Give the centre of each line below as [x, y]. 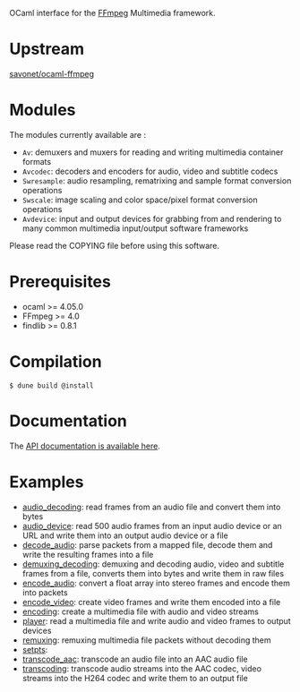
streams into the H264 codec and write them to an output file [135, 678]
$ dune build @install [51, 385]
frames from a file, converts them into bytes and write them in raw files [153, 573]
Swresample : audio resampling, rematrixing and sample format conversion [157, 180]
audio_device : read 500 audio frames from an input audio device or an [152, 525]
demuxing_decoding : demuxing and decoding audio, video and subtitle [153, 564]
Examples [47, 482]
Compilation [56, 362]
